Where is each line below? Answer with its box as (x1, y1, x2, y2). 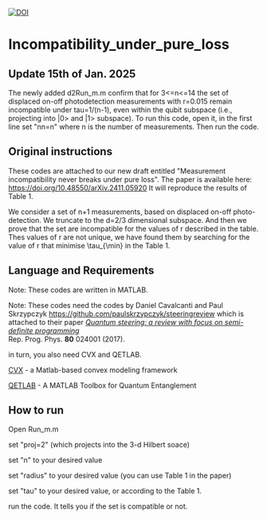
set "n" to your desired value (8, 455, 103, 465)
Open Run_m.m (8, 424, 59, 434)
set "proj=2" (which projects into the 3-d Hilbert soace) (8, 440, 190, 450)
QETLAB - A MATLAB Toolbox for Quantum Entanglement (8, 380, 197, 390)
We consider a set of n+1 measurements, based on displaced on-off (8, 207, 232, 217)
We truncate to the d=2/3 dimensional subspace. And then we (42, 215, 247, 224)
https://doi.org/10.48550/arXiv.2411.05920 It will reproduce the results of (8, 183, 248, 193)
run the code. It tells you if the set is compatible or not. (8, 501, 188, 511)
